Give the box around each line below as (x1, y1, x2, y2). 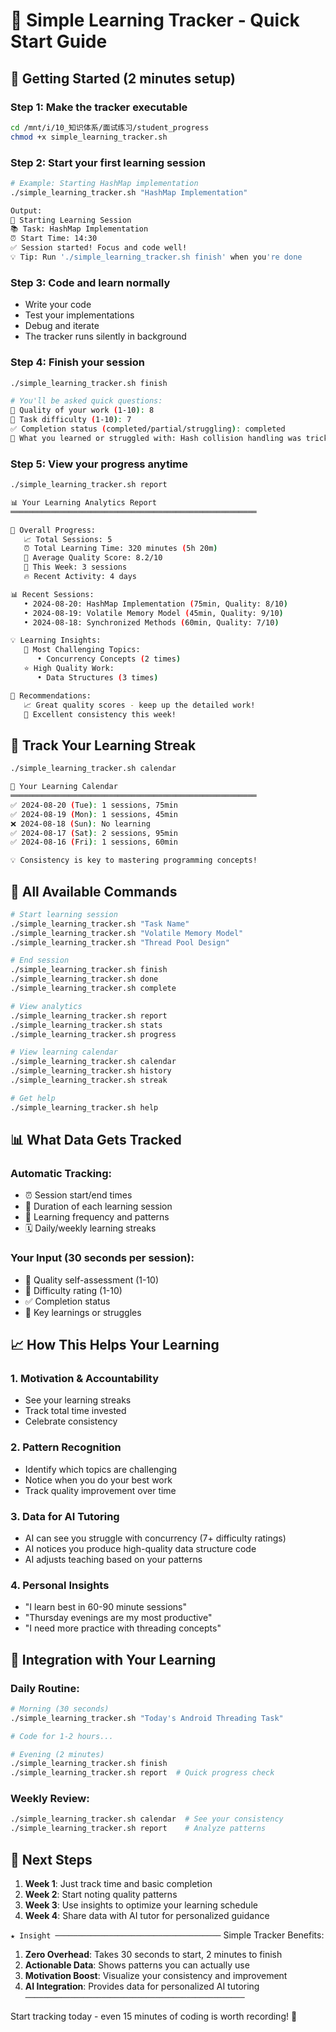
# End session (10, 955, 70, 966)
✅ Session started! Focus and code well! (10, 243, 188, 253)
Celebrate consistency (24, 1415, 118, 1428)
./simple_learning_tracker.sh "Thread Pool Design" (10, 937, 230, 948)
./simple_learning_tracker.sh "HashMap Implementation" (10, 187, 248, 198)
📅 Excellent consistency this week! (23, 709, 177, 719)
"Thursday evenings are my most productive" (24, 1612, 213, 1624)
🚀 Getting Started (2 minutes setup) (10, 70, 236, 87)
